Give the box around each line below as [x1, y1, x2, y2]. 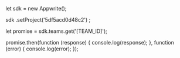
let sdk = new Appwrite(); [5, 5, 67, 12]
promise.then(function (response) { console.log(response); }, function [5, 39, 174, 46]
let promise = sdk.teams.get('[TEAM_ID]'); [5, 28, 108, 35]
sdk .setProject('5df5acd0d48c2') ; [5, 16, 91, 23]
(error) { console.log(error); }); [5, 45, 79, 52]
